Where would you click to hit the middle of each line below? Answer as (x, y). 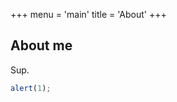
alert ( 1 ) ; (31, 88)
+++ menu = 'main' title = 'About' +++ (88, 14)
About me (41, 45)
